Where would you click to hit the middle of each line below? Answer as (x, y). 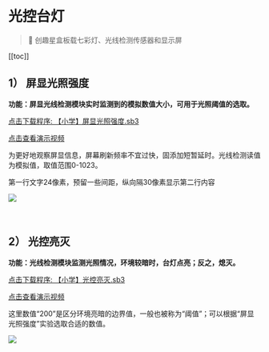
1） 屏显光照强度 (49, 84)
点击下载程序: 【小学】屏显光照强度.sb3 (74, 121)
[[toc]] (19, 56)
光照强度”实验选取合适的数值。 (59, 323)
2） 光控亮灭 (39, 242)
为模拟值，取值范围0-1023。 (55, 165)
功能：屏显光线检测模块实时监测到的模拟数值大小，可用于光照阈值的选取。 (131, 104)
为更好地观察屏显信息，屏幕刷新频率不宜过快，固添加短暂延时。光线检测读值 (134, 155)
